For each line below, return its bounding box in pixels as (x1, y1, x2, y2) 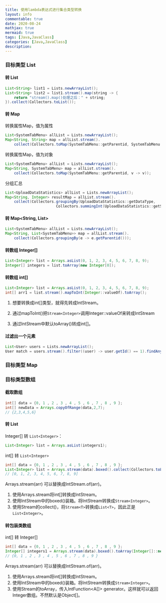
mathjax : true (5, 26, 35, 31)
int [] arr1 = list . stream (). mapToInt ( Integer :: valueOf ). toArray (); (5, 290, 147, 295)
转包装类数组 (5, 522, 31, 528)
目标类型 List (5, 61, 36, 68)
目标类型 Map (5, 361, 38, 368)
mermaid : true (5, 30, 35, 35)
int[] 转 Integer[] (5, 534, 38, 540)
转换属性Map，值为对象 (5, 151, 53, 157)
